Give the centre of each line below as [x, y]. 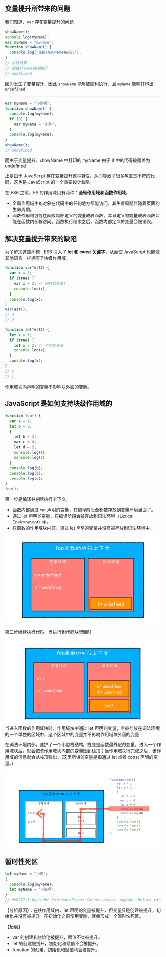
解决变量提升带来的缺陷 [41, 239]
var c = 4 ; [25, 442]
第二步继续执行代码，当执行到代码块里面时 [48, 632]
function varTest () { [27, 268]
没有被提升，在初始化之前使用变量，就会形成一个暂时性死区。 [81, 916]
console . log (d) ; [26, 478]
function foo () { [23, 416]
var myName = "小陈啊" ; [28, 103]
